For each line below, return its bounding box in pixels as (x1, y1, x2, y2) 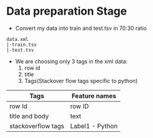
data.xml (6, 36, 29, 42)
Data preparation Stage (6, 4, 127, 18)
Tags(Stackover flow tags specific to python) (24, 77, 138, 84)
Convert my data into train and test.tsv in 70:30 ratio (15, 24, 147, 32)
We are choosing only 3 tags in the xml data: (15, 57, 128, 65)
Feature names (71, 92, 116, 100)
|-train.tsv (6, 42, 37, 48)
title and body (9, 112, 49, 120)
